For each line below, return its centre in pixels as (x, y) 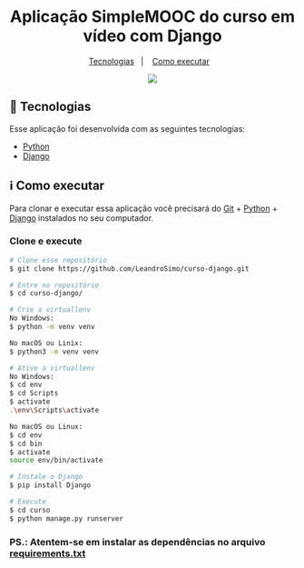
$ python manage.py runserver (67, 518)
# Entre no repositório (54, 285)
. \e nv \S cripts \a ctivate (54, 411)
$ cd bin (26, 443)
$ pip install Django (50, 485)
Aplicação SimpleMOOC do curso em (152, 17)
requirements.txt (48, 553)
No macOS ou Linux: (46, 426)
